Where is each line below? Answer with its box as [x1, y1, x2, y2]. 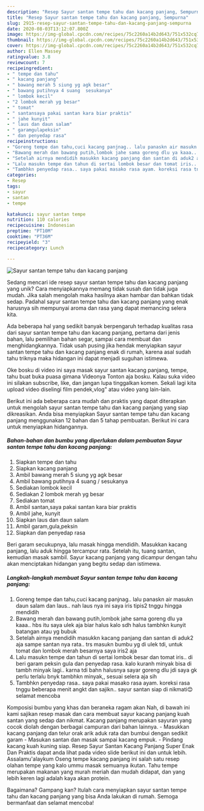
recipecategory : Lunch [7, 245, 64, 251]
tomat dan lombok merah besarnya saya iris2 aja [15, 647, 137, 654]
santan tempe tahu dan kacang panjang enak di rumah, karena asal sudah [7, 348, 191, 355]
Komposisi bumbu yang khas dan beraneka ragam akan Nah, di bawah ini [7, 704, 190, 711]
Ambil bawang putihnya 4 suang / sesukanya [15, 478, 128, 485]
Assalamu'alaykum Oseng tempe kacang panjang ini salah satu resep [7, 755, 180, 763]
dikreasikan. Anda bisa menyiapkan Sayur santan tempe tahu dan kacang [7, 410, 190, 418]
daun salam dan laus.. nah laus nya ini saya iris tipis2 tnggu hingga [15, 602, 182, 609]
